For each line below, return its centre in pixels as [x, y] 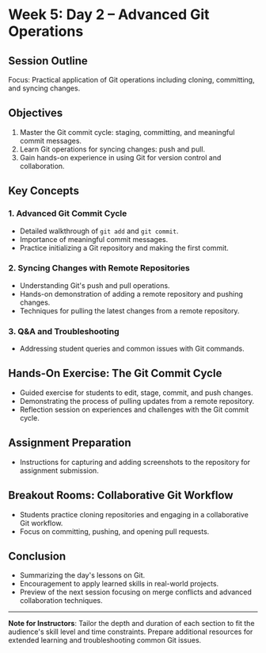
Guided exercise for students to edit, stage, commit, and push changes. [136, 392]
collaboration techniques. [61, 601]
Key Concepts [44, 191]
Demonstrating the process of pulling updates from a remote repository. [137, 401]
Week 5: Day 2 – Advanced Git [109, 15]
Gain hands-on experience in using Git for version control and [120, 157]
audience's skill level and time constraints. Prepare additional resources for [131, 632]
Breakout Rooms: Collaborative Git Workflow [121, 496]
